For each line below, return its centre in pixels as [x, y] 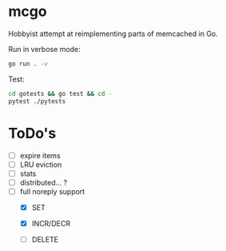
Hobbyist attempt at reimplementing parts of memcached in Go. [113, 34]
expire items [40, 155]
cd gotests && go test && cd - [60, 94]
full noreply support [52, 191]
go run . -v [28, 64]
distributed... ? [44, 182]
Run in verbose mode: [45, 49]
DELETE [45, 239]
